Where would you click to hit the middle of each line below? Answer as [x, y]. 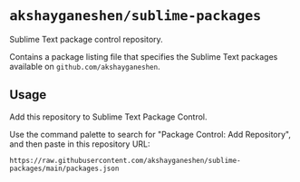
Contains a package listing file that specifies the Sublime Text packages [144, 56]
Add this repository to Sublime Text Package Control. [108, 117]
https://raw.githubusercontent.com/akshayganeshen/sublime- [126, 160]
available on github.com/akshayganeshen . [85, 66]
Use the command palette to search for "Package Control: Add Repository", [150, 134]
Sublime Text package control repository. [86, 39]
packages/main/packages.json [64, 168]
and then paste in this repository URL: [80, 144]
